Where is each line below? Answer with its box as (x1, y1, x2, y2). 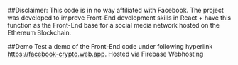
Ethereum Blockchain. (7, 28, 72, 37)
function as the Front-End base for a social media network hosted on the (7, 21, 220, 29)
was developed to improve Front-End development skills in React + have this (7, 13, 232, 22)
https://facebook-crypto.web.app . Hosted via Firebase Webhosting (7, 49, 204, 58)
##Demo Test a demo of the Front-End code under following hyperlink (7, 42, 213, 50)
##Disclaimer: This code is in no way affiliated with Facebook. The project (7, 6, 224, 14)
